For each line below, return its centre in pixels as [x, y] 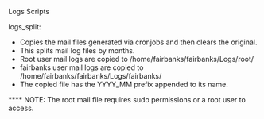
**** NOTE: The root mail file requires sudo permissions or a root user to [127, 100]
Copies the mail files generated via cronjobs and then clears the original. [138, 42]
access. [21, 108]
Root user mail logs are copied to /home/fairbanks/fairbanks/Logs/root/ [137, 59]
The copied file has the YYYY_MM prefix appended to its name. [124, 84]
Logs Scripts [29, 12]
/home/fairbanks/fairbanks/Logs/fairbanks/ [91, 76]
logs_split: [25, 27]
